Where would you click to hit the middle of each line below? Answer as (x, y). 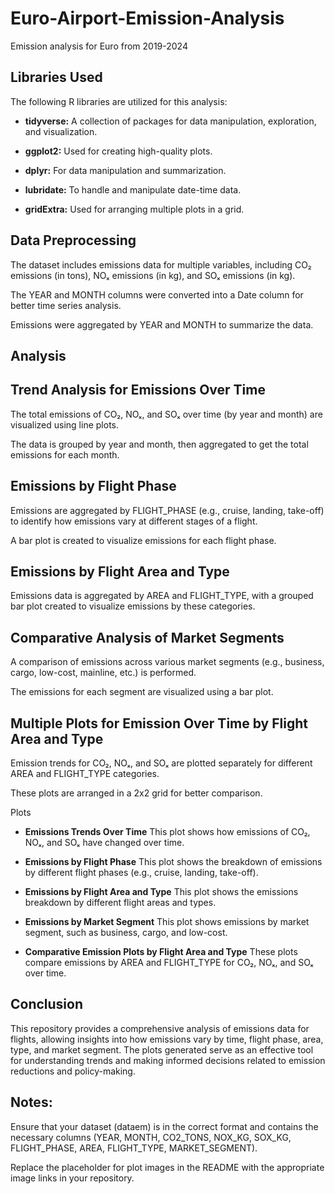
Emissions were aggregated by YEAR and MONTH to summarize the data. (162, 324)
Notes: (31, 1102)
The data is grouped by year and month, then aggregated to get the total (159, 444)
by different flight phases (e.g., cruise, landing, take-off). (141, 873)
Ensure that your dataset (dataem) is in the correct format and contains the (164, 1126)
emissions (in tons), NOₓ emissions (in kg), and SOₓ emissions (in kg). (153, 275)
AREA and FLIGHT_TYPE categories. (85, 774)
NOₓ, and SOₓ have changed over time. (104, 843)
